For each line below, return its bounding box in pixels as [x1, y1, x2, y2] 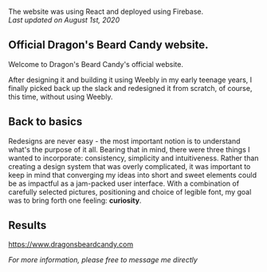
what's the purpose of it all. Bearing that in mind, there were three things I [8, 144, 250, 154]
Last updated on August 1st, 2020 [8, 15, 120, 25]
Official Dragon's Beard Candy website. [8, 38, 209, 52]
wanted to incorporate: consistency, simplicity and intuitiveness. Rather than [8, 153, 259, 163]
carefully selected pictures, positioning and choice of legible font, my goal [8, 187, 252, 196]
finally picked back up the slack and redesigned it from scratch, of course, [8, 83, 253, 93]
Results [8, 219, 47, 232]
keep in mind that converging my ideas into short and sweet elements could [8, 170, 257, 179]
